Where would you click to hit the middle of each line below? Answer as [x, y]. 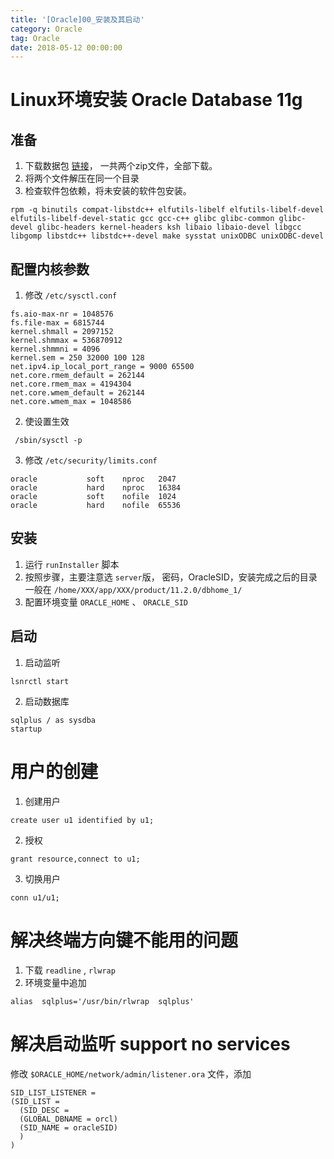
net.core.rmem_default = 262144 [77, 376]
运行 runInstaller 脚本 [72, 564]
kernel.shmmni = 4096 [55, 349]
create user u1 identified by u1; [82, 820]
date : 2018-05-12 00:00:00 [66, 47]
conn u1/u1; [35, 897]
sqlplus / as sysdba [53, 720]
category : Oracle [46, 29]
